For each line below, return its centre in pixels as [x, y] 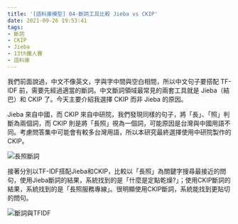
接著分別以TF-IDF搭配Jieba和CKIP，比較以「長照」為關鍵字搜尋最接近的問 [117, 171]
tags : [15, 27]
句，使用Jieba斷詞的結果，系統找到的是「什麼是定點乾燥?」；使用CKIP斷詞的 [119, 180]
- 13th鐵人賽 [25, 54]
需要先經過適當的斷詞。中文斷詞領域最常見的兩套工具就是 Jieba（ [128, 90]
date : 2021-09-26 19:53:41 [47, 21]
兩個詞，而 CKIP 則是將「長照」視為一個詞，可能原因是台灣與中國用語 [122, 123]
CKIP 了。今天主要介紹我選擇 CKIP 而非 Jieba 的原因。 [107, 99]
